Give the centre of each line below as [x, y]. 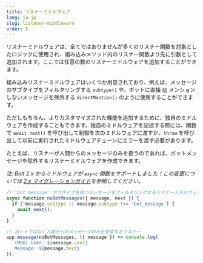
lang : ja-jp [21, 18]
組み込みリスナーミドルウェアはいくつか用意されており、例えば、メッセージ [101, 82]
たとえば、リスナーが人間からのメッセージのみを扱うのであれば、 [88, 153]
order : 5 [17, 29]
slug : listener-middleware [40, 23]
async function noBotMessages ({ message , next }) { [73, 198]
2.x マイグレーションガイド [57, 181]
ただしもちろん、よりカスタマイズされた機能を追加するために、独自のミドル [101, 118]
